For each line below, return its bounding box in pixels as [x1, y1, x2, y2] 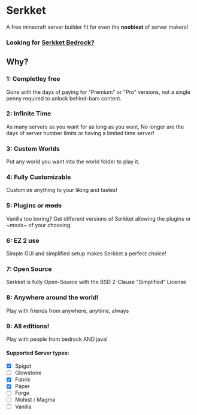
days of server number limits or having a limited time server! [6, 129, 154, 136]
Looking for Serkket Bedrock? [6, 38, 95, 47]
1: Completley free [6, 75, 60, 83]
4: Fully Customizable [6, 173, 71, 181]
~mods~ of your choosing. [6, 221, 72, 228]
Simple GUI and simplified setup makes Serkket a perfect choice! [6, 250, 166, 257]
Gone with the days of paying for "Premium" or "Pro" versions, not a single [6, 88, 190, 96]
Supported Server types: [6, 349, 70, 356]
